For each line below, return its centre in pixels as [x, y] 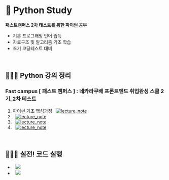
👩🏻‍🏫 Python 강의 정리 [38, 76]
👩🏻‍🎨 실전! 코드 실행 [34, 154]
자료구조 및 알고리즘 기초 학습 [42, 42]
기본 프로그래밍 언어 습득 [37, 35]
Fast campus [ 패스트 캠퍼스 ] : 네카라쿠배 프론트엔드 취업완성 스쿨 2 [84, 92]
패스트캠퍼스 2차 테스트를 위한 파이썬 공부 [46, 25]
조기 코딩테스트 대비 [32, 48]
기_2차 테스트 [21, 99]
